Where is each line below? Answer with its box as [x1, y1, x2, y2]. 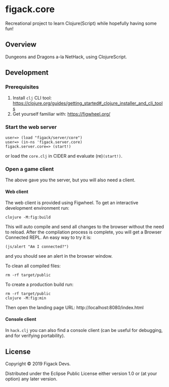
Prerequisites [5, 83, 39, 90]
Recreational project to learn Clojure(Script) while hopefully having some [5, 20, 157, 26]
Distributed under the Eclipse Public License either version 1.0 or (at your [5, 370, 157, 377]
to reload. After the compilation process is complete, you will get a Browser [5, 229, 162, 235]
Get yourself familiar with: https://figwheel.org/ [12, 111, 110, 117]
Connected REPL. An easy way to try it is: [5, 234, 92, 240]
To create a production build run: [5, 281, 74, 287]
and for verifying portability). [5, 332, 65, 339]
